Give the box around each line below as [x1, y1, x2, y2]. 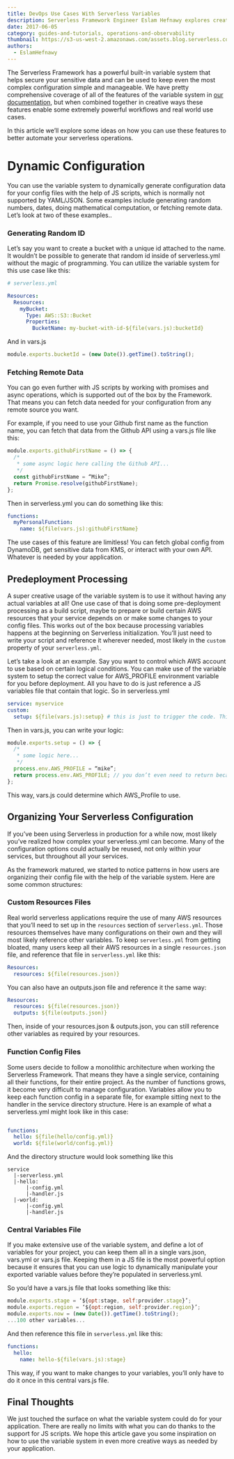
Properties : [25, 318, 61, 325]
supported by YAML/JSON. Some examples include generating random [7, 196, 211, 204]
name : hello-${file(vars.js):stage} [19, 1356, 127, 1363]
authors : [7, 43, 33, 50]
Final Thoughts [7, 1396, 75, 1408]
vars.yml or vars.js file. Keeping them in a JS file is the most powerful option [7, 1255, 226, 1264]
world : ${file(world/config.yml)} [13, 1140, 114, 1147]
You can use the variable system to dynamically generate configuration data [7, 181, 226, 189]
